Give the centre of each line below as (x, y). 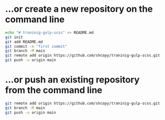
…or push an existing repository (72, 80)
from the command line (54, 90)
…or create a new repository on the (79, 9)
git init (14, 37)
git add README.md (24, 42)
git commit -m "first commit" (36, 46)
